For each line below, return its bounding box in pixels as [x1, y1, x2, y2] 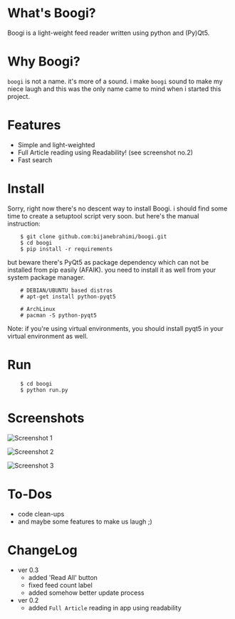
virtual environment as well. [7, 332, 88, 340]
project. [7, 92, 31, 100]
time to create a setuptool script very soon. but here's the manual [7, 211, 199, 220]
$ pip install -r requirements [20, 245, 113, 253]
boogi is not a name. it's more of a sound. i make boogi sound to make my [7, 77, 223, 85]
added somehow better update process [28, 588, 145, 597]
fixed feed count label [28, 581, 93, 589]
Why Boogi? [7, 53, 80, 70]
